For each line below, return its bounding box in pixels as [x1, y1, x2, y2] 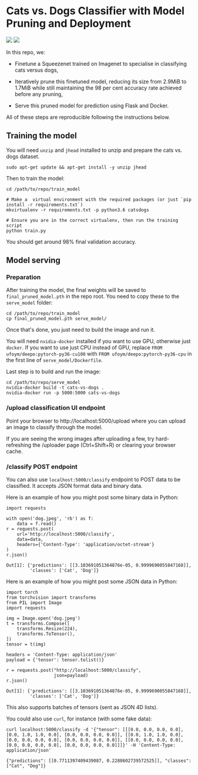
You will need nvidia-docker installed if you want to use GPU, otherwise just [6, 338, 191, 345]
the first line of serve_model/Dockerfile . [6, 357, 103, 364]
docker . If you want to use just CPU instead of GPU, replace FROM [6, 344, 163, 351]
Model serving [6, 255, 61, 265]
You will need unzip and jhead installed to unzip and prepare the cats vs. [6, 147, 182, 154]
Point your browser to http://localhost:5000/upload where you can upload [6, 417, 186, 424]
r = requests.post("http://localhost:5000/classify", [6, 668, 142, 674]
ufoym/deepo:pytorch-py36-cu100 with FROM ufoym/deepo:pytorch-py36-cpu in [6, 350, 192, 357]
